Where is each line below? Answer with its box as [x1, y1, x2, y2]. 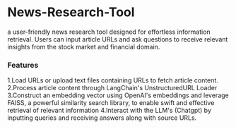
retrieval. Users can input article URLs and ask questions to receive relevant [7, 35, 228, 43]
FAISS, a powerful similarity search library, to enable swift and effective [7, 99, 215, 107]
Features [7, 60, 39, 70]
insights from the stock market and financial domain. [7, 42, 160, 51]
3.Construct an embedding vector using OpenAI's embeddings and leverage [7, 91, 229, 99]
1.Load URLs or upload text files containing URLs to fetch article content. [7, 76, 219, 85]
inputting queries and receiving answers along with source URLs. [7, 113, 197, 122]
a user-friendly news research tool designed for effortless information [7, 27, 211, 36]
